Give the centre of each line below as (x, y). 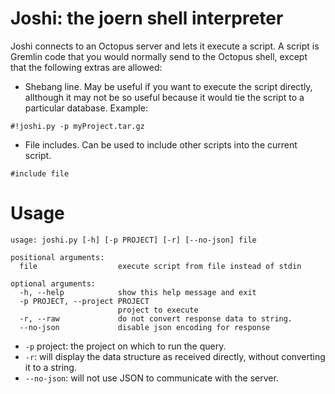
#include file (40, 173)
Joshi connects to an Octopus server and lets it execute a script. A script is (165, 46)
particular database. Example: (86, 108)
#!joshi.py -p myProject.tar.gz (77, 126)
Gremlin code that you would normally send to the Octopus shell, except (159, 56)
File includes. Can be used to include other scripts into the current (161, 144)
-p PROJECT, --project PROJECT (84, 301)
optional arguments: (53, 283)
